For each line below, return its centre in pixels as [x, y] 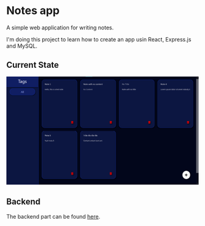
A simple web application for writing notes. [60, 27]
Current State [33, 65]
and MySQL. [22, 46]
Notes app [33, 11]
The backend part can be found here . [53, 216]
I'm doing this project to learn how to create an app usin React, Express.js [99, 39]
